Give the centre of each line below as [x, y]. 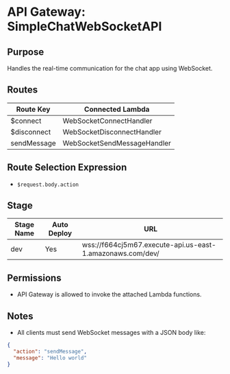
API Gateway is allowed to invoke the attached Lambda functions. [109, 294]
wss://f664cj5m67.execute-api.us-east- [149, 245]
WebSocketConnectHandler [107, 121]
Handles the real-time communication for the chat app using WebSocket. [110, 68]
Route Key [33, 109]
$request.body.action [48, 185]
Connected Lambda [117, 109]
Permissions [34, 278]
